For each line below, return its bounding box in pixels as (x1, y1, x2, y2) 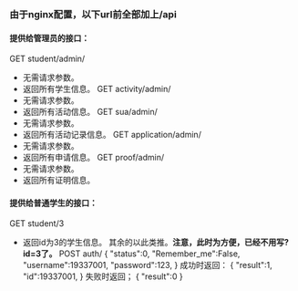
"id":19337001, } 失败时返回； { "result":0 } (22, 271, 184, 282)
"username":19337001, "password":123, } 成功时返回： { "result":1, (22, 260, 273, 271)
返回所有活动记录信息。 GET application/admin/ (22, 130, 202, 140)
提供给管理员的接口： (9, 32, 89, 43)
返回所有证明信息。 (22, 175, 96, 186)
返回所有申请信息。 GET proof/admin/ (22, 152, 165, 163)
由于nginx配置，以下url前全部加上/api (9, 7, 178, 20)
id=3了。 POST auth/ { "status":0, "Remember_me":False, (22, 248, 241, 259)
